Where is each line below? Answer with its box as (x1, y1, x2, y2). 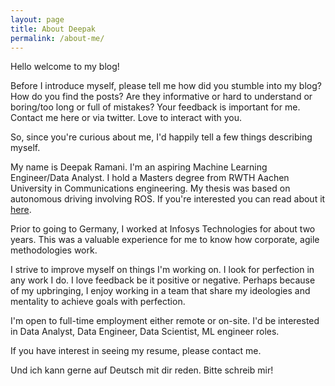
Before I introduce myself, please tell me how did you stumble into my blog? (10, 80, 322, 92)
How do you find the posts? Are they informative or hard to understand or (10, 91, 313, 103)
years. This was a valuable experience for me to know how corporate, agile (10, 234, 320, 246)
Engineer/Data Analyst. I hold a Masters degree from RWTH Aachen (10, 172, 290, 184)
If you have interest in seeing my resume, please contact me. (10, 345, 262, 357)
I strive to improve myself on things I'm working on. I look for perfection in (10, 264, 315, 276)
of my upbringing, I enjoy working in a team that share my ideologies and (10, 285, 311, 297)
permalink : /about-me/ (10, 33, 105, 43)
